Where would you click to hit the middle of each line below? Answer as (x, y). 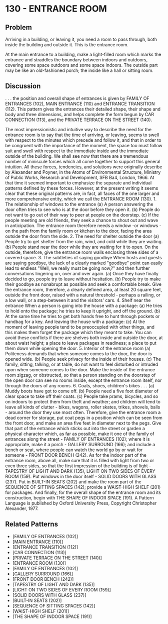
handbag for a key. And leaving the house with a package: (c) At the (75, 322)
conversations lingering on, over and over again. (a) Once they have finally (82, 273)
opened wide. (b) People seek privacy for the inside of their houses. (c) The (83, 359)
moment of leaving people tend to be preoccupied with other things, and (80, 327)
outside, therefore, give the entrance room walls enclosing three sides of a (82, 252)
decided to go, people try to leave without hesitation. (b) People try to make (83, 279)
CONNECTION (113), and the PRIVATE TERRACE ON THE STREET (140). (79, 120)
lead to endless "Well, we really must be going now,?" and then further (77, 268)
